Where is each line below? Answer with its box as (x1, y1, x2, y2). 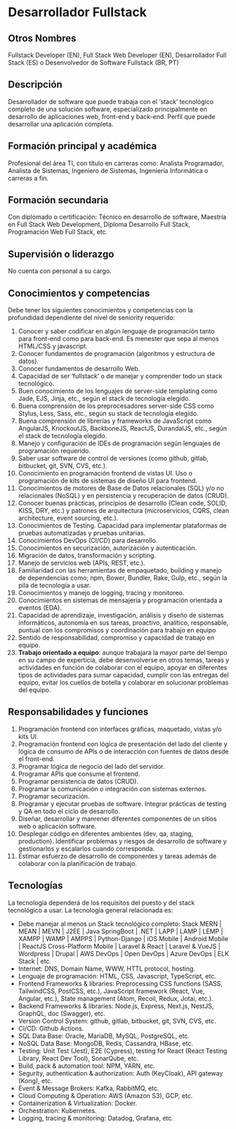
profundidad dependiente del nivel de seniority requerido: (8, 314, 175, 322)
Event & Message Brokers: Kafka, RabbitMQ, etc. (18, 1084, 159, 1092)
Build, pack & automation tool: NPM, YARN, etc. (18, 1061, 155, 1070)
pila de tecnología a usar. (18, 581, 91, 589)
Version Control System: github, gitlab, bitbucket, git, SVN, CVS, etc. (18, 1016, 216, 1025)
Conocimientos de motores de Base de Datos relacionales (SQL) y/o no (18, 484, 224, 492)
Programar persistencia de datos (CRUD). (18, 777, 139, 785)
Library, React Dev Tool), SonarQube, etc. (18, 1054, 139, 1062)
